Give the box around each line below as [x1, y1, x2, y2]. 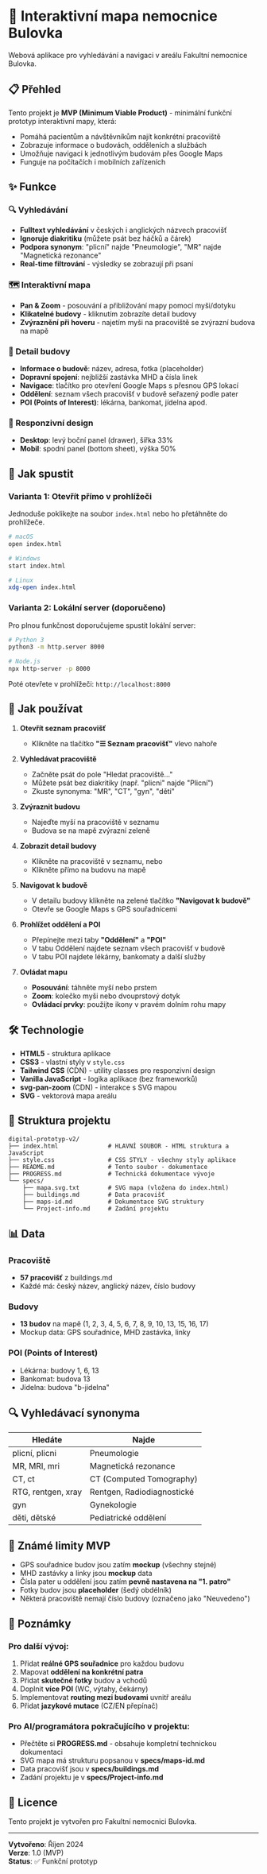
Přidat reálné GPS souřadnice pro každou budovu [19, 1659, 184, 1668]
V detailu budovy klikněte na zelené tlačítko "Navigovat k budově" [31, 896, 251, 905]
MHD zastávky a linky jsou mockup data [19, 1569, 153, 1578]
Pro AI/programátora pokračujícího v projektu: [8, 1721, 191, 1732]
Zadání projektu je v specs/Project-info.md [19, 1772, 164, 1783]
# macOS [8, 532, 34, 541]
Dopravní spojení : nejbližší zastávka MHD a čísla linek [19, 373, 198, 382]
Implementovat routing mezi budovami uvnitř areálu [19, 1693, 192, 1702]
